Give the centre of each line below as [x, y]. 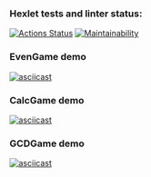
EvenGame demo [48, 57]
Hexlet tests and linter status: [76, 14]
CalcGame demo [47, 100]
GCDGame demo [47, 143]
